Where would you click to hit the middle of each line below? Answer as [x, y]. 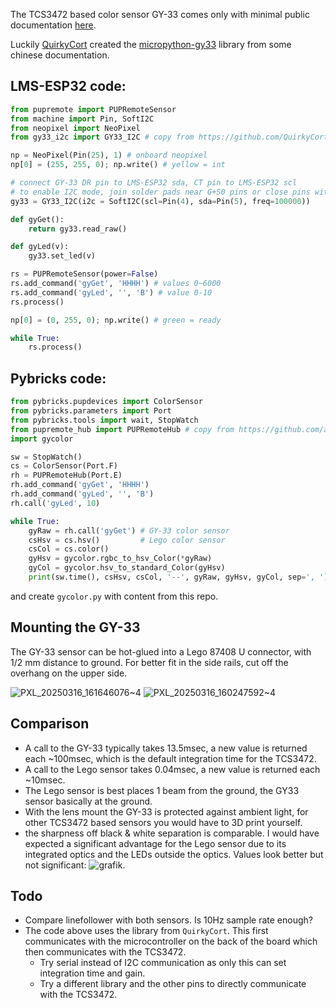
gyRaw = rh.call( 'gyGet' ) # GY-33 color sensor [129, 530]
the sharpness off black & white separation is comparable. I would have [172, 833]
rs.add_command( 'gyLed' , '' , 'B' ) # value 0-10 [111, 292]
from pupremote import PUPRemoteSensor [93, 109]
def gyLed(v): [40, 247]
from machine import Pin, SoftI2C [82, 119]
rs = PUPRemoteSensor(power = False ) [84, 274]
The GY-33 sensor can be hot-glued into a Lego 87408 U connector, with [161, 651]
